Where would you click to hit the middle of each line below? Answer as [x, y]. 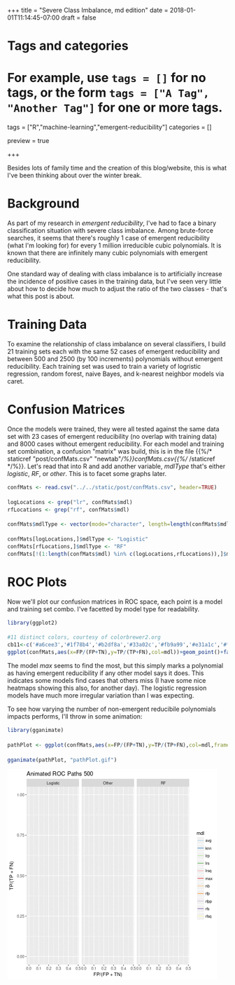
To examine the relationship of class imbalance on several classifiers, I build [116, 344]
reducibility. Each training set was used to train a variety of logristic [104, 366]
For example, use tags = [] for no [107, 78]
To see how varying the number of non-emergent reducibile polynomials [112, 709]
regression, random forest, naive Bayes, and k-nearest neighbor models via [116, 374]
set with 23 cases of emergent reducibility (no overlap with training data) [112, 436]
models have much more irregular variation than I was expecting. [101, 695]
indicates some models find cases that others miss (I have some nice [107, 680]
